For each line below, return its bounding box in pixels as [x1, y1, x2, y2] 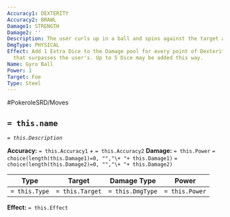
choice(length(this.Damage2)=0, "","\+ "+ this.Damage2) [7, 161, 173, 168]
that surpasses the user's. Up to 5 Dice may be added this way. [13, 55, 204, 61]
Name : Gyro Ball [7, 61, 53, 68]
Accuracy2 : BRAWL [7, 16, 57, 23]
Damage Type [109, 176, 156, 186]
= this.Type [10, 188, 50, 195]
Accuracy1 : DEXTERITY [7, 10, 69, 17]
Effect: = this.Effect [7, 203, 68, 212]
